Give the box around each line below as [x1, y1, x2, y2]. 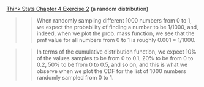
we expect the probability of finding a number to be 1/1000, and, [36, 24, 198, 30]
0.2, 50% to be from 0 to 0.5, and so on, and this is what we [36, 61, 188, 68]
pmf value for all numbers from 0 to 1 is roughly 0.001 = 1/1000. [36, 37, 196, 43]
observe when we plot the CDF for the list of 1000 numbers [36, 68, 186, 75]
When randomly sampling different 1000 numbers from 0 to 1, [36, 17, 192, 24]
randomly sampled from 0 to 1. [36, 74, 114, 81]
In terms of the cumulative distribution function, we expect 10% [36, 48, 197, 55]
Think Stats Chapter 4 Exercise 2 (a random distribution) [6, 5, 149, 12]
